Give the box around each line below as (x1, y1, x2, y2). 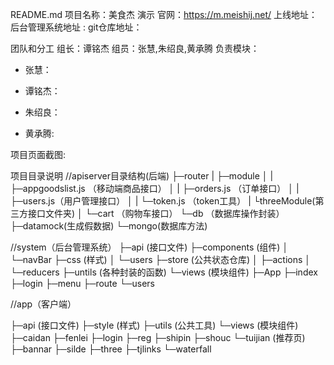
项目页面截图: (10, 149, 67, 160)
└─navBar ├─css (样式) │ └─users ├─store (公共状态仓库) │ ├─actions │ (10, 254, 312, 265)
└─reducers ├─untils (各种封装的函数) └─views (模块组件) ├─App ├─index (10, 266, 318, 278)
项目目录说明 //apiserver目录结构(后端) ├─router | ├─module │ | (10, 170, 274, 182)
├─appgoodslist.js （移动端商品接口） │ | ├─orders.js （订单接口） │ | (10, 183, 300, 194)
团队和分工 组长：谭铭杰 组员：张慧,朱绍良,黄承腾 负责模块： (10, 43, 260, 54)
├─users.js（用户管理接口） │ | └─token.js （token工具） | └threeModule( (10, 195, 316, 207)
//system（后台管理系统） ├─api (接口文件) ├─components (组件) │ (10, 241, 289, 253)
